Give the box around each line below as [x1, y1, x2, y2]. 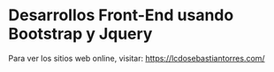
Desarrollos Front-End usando [8, 5, 234, 25]
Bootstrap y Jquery [8, 24, 153, 44]
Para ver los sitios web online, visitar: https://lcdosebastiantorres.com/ [8, 53, 266, 63]
